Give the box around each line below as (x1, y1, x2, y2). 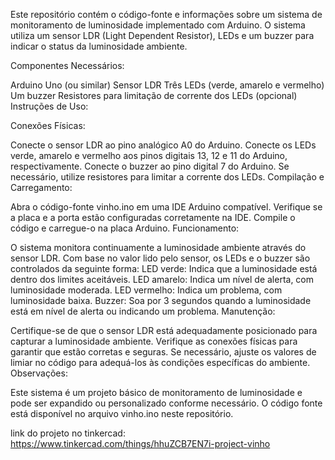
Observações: (10, 367, 68, 379)
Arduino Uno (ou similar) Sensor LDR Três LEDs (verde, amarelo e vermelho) (10, 79, 325, 91)
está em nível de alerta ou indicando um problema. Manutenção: (10, 305, 276, 317)
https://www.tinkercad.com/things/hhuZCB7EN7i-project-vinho (10, 438, 271, 449)
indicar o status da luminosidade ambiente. (10, 40, 188, 52)
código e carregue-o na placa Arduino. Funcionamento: (10, 222, 240, 234)
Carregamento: (10, 182, 73, 193)
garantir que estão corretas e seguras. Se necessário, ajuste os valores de (10, 346, 317, 358)
